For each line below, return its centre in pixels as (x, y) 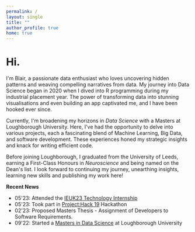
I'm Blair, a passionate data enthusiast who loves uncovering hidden (88, 78)
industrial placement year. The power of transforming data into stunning (93, 97)
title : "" (18, 22)
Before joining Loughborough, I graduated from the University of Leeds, (92, 157)
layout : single (25, 17)
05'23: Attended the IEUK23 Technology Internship (76, 198)
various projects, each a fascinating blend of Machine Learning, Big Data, (94, 133)
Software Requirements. (43, 217)
